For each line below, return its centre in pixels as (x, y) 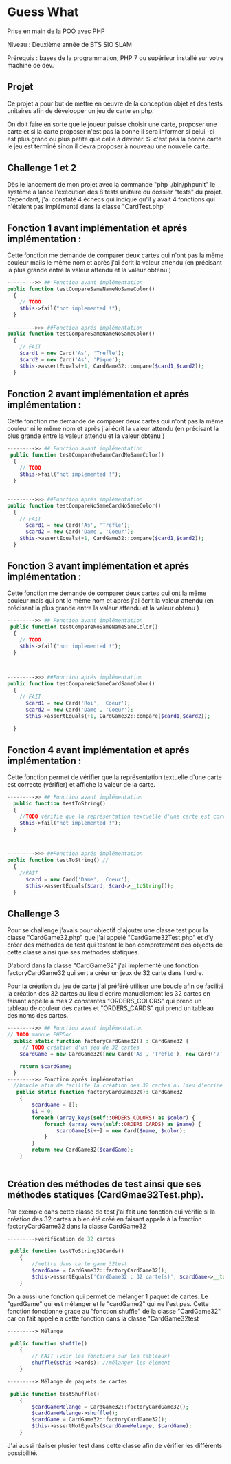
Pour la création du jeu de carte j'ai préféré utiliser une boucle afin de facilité (115, 986)
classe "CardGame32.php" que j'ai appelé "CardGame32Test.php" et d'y (110, 938)
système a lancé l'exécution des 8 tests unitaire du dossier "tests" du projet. (115, 192)
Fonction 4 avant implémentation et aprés (98, 750)
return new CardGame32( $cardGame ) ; (83, 1150)
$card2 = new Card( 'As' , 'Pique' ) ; (70, 359)
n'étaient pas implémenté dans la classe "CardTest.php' (86, 206)
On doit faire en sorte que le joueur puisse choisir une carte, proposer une (112, 124)
